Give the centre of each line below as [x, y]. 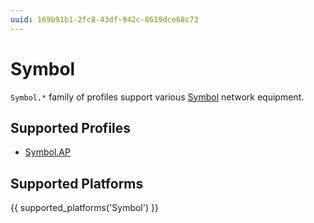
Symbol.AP [47, 152]
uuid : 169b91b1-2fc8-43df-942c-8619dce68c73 [104, 19]
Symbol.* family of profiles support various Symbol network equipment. [157, 97]
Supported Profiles [71, 127]
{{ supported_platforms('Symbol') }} [84, 208]
